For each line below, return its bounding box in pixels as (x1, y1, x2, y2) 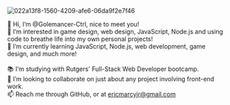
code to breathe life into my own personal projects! (7, 35, 153, 43)
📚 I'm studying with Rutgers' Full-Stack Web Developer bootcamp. (7, 65, 199, 73)
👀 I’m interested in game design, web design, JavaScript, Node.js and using (7, 28, 224, 35)
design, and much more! (7, 49, 77, 58)
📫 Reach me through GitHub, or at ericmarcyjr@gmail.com (7, 90, 176, 98)
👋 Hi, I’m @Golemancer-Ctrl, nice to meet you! (7, 20, 140, 28)
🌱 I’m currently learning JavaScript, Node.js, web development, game (7, 42, 206, 50)
